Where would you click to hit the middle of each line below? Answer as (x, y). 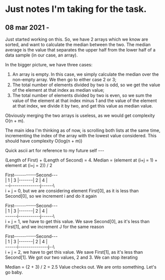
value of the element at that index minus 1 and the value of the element (84, 101)
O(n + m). (15, 121)
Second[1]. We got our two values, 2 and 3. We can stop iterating (71, 257)
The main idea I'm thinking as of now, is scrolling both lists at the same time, (83, 130)
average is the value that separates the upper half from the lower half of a (81, 50)
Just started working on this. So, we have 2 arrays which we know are (77, 39)
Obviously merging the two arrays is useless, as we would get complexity (80, 115)
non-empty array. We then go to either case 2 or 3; (64, 80)
